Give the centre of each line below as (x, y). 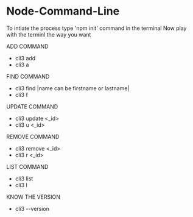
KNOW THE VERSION (33, 197)
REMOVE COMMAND (33, 137)
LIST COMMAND (27, 166)
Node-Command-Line (63, 11)
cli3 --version (32, 208)
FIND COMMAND (28, 76)
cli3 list (24, 179)
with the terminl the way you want (49, 34)
